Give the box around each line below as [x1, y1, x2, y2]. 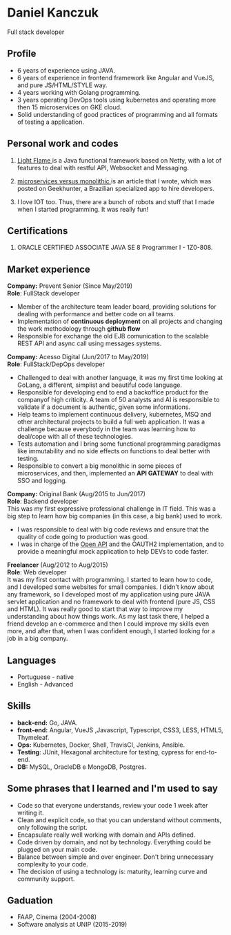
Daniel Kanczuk [7, 5, 99, 21]
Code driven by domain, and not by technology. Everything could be [17, 837, 212, 846]
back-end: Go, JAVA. [17, 718, 78, 727]
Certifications [7, 225, 68, 237]
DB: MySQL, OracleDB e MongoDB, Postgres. [17, 763, 147, 771]
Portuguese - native [17, 673, 74, 681]
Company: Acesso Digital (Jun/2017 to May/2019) [7, 353, 150, 361]
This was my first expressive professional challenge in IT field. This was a [7, 505, 216, 513]
